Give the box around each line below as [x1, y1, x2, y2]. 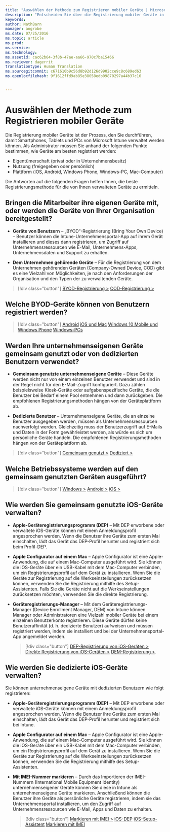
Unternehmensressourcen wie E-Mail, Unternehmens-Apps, [12, 244, 138, 250]
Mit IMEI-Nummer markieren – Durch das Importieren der [12, 774, 134, 780]
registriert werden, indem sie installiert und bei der [12, 628, 118, 634]
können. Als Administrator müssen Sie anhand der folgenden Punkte [5, 143, 148, 149]
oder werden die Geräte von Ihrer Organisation [5, 207, 155, 215]
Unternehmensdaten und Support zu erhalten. [12, 249, 109, 255]
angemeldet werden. [22, 633, 66, 640]
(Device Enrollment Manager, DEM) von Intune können [32, 606, 146, 612]
